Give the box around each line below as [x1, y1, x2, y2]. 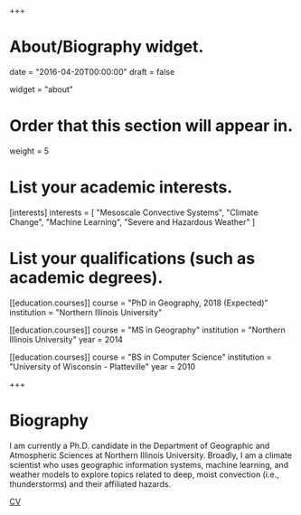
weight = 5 [9, 145, 50, 156]
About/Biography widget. [9, 37, 204, 57]
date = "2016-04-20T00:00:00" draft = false [9, 66, 175, 77]
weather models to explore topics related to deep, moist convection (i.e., [9, 469, 279, 480]
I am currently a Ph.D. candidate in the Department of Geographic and [9, 440, 270, 451]
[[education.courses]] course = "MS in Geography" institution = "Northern [9, 324, 287, 335]
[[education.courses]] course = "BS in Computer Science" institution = [9, 351, 273, 362]
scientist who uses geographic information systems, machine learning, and [9, 459, 289, 470]
